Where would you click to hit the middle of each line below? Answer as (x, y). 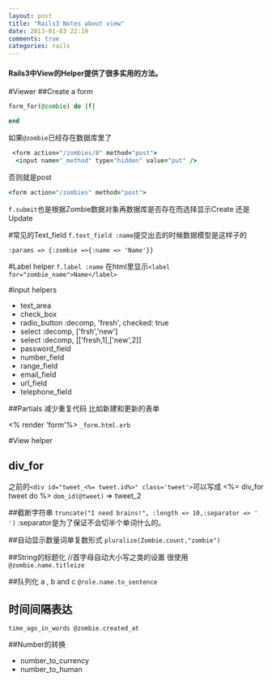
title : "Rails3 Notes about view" (67, 24)
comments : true (34, 39)
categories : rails (39, 46)
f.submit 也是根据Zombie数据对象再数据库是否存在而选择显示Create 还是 (129, 209)
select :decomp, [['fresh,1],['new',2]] (81, 340)
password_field (45, 348)
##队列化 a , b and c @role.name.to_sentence (83, 581)
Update (21, 218)
